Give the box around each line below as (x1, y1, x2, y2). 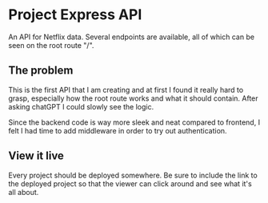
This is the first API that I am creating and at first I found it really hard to (8, 85, 244, 94)
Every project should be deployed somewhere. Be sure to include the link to (8, 170, 258, 180)
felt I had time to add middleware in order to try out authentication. (8, 125, 227, 135)
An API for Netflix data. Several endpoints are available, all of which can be (8, 32, 254, 42)
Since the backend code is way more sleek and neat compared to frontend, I (8, 117, 261, 127)
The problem (8, 64, 74, 78)
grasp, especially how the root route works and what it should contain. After (8, 94, 258, 103)
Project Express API (8, 6, 142, 24)
